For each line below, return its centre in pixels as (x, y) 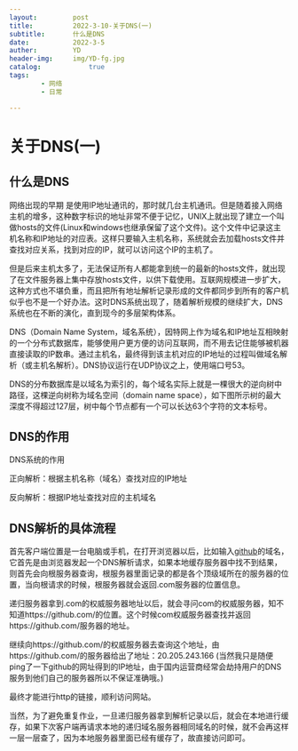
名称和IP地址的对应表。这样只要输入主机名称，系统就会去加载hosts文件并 (151, 238)
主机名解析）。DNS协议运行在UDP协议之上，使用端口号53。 (141, 364)
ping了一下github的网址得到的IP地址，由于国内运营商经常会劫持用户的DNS (145, 667)
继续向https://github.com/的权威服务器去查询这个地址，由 (114, 644)
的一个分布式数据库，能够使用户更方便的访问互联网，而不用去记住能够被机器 (149, 342)
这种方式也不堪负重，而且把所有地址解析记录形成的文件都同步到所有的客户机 (149, 291)
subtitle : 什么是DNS (57, 34)
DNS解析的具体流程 (63, 528)
